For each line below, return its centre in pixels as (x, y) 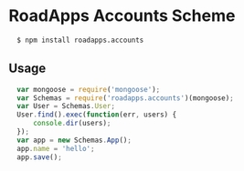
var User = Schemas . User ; (66, 106)
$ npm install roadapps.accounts (80, 40)
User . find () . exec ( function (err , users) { (97, 115)
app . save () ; (40, 157)
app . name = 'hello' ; (56, 148)
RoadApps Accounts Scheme (122, 16)
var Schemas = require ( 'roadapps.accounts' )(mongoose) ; (125, 98)
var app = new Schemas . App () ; (74, 140)
